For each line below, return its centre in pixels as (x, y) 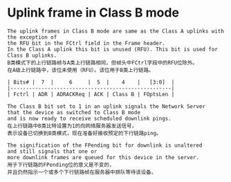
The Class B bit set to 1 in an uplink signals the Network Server (107, 106)
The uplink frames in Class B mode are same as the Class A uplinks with (116, 31)
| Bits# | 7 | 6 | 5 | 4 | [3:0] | (91, 82)
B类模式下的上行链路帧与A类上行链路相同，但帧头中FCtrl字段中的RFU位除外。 (103, 63)
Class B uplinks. (32, 55)
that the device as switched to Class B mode (74, 112)
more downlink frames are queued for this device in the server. (103, 157)
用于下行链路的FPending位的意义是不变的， (61, 165)
